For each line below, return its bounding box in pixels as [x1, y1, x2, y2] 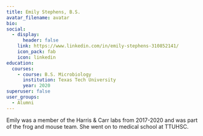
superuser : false [6, 88, 51, 95]
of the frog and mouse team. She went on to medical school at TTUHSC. [6, 123, 189, 130]
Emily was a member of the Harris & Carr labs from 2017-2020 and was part [6, 116, 198, 124]
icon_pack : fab [17, 49, 56, 55]
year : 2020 [22, 83, 51, 89]
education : [6, 60, 34, 66]
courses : [12, 65, 34, 72]
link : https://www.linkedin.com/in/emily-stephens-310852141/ [17, 43, 179, 49]
